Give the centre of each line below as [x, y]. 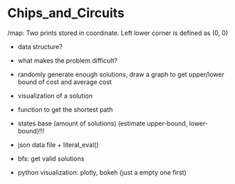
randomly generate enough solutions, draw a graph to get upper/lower [121, 74]
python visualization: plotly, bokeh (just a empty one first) [102, 172]
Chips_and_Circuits [66, 13]
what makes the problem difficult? [67, 60]
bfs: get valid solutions [51, 158]
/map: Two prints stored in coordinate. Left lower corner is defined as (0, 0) [118, 33]
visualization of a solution [55, 96]
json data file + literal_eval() [58, 145]
